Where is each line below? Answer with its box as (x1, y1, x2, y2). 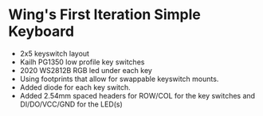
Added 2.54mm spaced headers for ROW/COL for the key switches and (19, 91, 256, 100)
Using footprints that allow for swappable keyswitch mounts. (19, 74, 219, 83)
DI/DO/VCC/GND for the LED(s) (19, 99, 124, 109)
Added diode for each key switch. (19, 82, 131, 92)
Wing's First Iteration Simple (8, 6, 202, 24)
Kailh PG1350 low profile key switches (19, 57, 145, 67)
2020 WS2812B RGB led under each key (19, 65, 153, 75)
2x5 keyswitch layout (19, 48, 90, 58)
